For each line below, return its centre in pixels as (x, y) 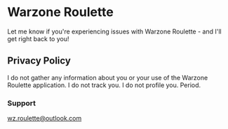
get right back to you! (38, 38)
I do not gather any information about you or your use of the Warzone (108, 77)
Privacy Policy (39, 61)
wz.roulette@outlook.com (45, 119)
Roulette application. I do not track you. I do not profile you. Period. (104, 85)
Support (22, 103)
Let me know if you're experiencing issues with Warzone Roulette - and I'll (115, 31)
